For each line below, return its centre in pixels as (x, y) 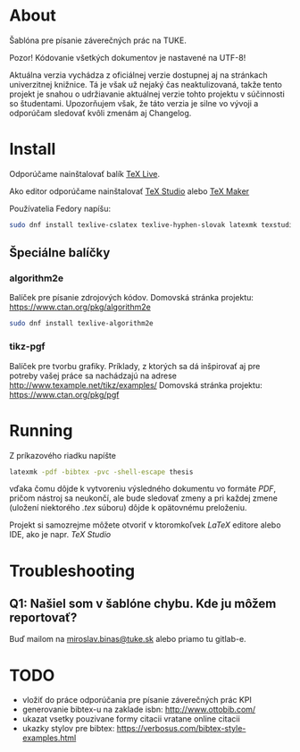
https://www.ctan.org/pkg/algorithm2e (80, 307)
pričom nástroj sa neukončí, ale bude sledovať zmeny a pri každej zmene (144, 498)
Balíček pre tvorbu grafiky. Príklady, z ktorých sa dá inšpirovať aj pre (135, 366)
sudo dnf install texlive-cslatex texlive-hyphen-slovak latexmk (133, 224)
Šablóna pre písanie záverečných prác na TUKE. (98, 40)
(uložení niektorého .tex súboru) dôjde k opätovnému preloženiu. (128, 508)
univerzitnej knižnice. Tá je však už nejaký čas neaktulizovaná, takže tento (146, 84)
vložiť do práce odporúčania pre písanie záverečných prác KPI (137, 700)
